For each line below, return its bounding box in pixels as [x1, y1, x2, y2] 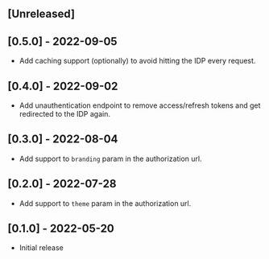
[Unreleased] [7, 7, 76, 21]
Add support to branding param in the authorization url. [19, 154, 202, 163]
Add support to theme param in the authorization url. [19, 198, 192, 208]
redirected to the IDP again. [19, 109, 110, 119]
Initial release [19, 243, 64, 253]
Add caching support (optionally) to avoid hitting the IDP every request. [19, 56, 256, 66]
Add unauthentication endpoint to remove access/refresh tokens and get [19, 101, 261, 110]
